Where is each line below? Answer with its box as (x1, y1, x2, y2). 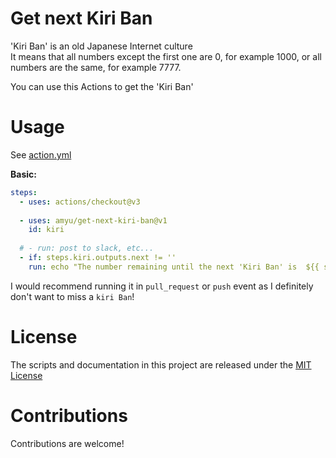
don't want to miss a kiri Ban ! (10, 290, 135, 302)
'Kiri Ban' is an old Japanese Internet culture (10, 40, 193, 52)
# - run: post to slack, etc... (19, 243, 155, 254)
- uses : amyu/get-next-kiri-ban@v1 (19, 215, 168, 226)
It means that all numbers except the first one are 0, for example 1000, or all (10, 50, 322, 62)
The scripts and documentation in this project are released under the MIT (10, 358, 312, 371)
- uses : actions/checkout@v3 (19, 197, 141, 207)
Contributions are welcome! (10, 437, 125, 449)
